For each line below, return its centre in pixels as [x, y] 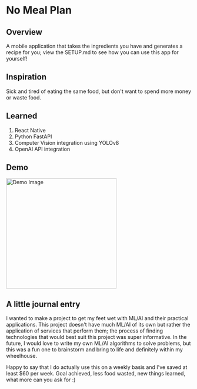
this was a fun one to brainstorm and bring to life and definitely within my [95, 350]
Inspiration [26, 77]
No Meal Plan [39, 10]
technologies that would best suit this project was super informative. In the [96, 337]
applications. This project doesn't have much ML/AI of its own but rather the [98, 325]
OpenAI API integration [42, 149]
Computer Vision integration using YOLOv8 [67, 142]
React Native [30, 130]
